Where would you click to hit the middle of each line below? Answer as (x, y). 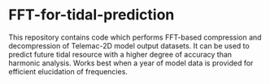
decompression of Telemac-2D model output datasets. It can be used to (129, 45)
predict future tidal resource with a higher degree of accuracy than (120, 54)
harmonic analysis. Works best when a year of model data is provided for (131, 63)
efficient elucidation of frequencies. (68, 71)
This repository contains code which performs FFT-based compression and (135, 37)
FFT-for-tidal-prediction (91, 15)
